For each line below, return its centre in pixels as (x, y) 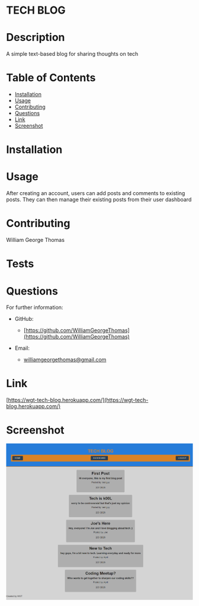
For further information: (35, 307)
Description (36, 38)
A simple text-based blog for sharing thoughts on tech (72, 54)
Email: (22, 348)
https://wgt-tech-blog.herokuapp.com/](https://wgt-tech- (78, 400)
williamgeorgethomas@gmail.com (65, 360)
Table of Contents (51, 78)
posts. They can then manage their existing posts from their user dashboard (99, 200)
